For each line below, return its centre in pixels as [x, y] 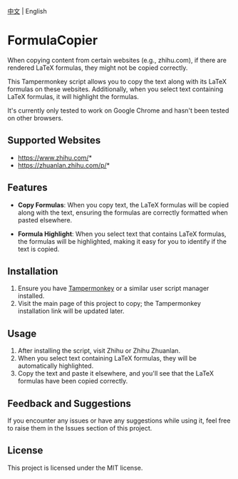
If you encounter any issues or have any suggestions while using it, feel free [119, 421]
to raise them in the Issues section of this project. [80, 428]
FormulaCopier [53, 40]
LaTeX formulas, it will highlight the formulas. [73, 96]
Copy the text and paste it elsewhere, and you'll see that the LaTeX [115, 374]
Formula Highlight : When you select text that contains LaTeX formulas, [122, 234]
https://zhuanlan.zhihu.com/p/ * [64, 165]
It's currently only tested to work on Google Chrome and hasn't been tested [118, 110]
